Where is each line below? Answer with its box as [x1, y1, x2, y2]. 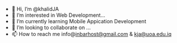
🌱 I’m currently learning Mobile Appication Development [11, 18, 147, 24]
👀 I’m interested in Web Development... [11, 12, 106, 19]
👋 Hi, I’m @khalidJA [11, 6, 60, 12]
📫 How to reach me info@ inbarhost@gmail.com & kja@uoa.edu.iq [11, 31, 172, 37]
